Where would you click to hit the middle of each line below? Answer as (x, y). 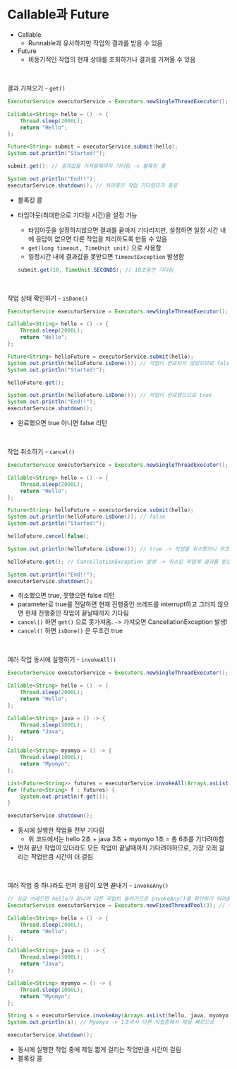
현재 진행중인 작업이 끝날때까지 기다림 (77, 613)
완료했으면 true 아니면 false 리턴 (62, 423)
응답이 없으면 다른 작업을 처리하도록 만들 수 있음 (102, 238)
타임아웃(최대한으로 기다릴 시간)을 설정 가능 (77, 215)
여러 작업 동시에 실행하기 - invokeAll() (62, 659)
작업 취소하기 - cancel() (41, 452)
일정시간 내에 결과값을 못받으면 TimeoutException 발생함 (106, 256)
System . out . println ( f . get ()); (65, 797)
